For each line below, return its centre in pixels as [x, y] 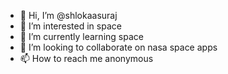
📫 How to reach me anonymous [86, 58]
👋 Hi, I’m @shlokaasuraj [68, 15]
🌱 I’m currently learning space [81, 36]
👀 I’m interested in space [70, 26]
